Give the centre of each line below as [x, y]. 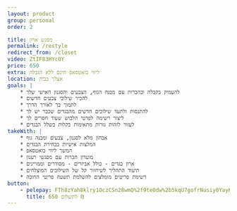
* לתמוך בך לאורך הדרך [48, 105]
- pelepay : [36, 190]
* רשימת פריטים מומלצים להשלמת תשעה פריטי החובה [83, 177]
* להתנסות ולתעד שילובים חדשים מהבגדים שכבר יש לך [84, 112]
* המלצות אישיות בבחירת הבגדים [58, 144]
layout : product [31, 14]
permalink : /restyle [38, 46]
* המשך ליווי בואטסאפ [46, 151]
